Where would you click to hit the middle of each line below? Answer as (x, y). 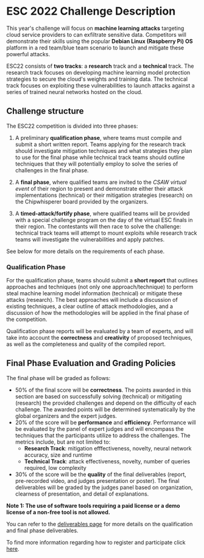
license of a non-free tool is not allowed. (58, 512)
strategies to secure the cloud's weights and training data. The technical (97, 79)
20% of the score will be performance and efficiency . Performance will (105, 422)
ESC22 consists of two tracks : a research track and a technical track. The (100, 66)
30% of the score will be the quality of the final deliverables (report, (101, 474)
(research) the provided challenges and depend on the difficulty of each (106, 403)
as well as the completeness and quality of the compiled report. (86, 344)
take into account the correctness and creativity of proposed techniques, (100, 338)
